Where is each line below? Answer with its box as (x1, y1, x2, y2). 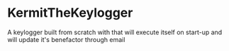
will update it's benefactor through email (7, 35, 125, 43)
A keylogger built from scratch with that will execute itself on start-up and (7, 28, 223, 36)
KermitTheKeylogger (7, 5, 133, 21)
